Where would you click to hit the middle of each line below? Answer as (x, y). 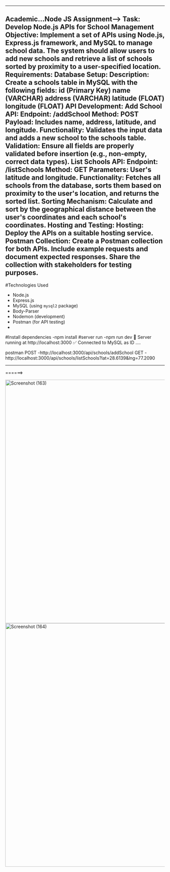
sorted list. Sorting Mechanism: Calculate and (79, 202)
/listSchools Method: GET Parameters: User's (78, 170)
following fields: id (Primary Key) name (68, 91)
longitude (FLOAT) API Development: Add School (84, 106)
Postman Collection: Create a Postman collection (84, 241)
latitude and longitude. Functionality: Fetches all (83, 178)
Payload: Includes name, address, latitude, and (81, 122)
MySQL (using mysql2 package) (45, 305)
